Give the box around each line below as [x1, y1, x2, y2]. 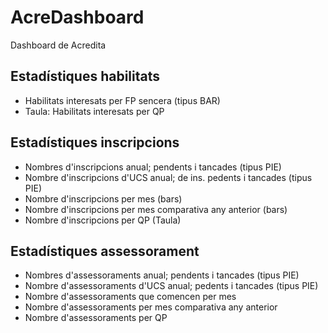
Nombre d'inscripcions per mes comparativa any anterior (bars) [24, 203, 288, 215]
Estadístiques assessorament [10, 242, 200, 260]
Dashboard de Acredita [10, 39, 107, 51]
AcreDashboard [10, 6, 145, 29]
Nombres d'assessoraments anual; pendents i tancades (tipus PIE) [24, 269, 300, 281]
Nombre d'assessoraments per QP [24, 312, 168, 324]
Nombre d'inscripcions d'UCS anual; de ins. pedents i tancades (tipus [24, 171, 313, 183]
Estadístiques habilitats [10, 68, 160, 85]
